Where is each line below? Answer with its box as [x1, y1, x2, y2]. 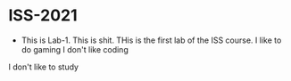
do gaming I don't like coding [21, 44, 129, 54]
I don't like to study [8, 61, 79, 72]
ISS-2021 [8, 5, 78, 26]
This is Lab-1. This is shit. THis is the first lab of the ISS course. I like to [21, 35, 282, 45]
